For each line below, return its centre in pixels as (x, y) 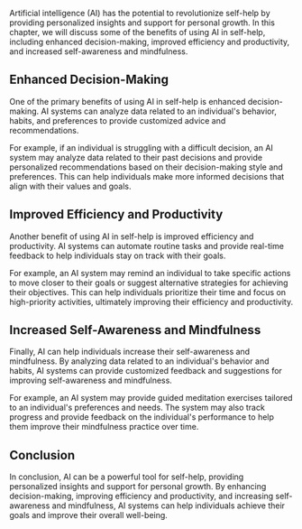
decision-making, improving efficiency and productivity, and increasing (142, 497)
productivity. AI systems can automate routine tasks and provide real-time (146, 246)
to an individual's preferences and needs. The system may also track (137, 408)
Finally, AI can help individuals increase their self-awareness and (130, 352)
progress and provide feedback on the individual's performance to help (142, 417)
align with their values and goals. (70, 186)
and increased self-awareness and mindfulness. (99, 51)
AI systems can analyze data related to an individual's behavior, (159, 111)
